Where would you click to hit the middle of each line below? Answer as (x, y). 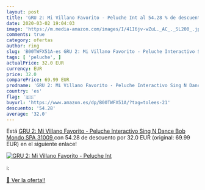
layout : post (23, 12)
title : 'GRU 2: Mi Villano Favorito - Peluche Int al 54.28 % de (91, 18)
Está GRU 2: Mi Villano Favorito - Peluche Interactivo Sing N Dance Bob (96, 131)
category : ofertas (30, 40)
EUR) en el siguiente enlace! (42, 144)
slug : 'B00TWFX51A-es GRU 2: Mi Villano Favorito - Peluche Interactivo (101, 52)
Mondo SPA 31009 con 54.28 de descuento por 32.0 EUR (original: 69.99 (98, 138)
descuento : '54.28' (31, 108)
